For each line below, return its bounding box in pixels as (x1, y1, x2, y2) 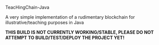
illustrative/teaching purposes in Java (5, 20, 84, 25)
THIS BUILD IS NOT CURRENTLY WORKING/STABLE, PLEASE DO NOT (5, 29, 154, 35)
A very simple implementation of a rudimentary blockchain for (5, 14, 135, 20)
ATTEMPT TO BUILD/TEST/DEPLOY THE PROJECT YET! (5, 35, 125, 40)
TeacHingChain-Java (5, 5, 49, 10)
